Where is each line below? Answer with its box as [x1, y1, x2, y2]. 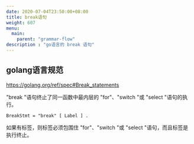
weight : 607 [6, 20, 35, 25]
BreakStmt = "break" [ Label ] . [6, 113, 89, 119]
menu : [6, 25, 20, 31]
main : [11, 31, 25, 37]
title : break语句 [6, 14, 47, 20]
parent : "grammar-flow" [17, 36, 76, 42]
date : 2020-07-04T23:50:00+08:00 [6, 8, 89, 15]
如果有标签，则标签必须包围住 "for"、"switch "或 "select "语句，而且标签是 [6, 124, 188, 131]
